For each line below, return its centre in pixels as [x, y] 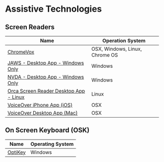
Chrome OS [104, 55]
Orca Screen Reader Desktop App [46, 91]
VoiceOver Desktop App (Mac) [43, 113]
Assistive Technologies [53, 9]
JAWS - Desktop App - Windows [46, 63]
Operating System [52, 144]
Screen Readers [30, 27]
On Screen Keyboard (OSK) [47, 130]
